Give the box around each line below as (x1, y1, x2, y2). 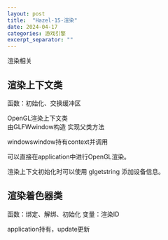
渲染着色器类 (7, 190, 63, 202)
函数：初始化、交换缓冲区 (7, 99, 81, 107)
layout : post (7, 10, 45, 18)
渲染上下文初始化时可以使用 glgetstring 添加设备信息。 (7, 167, 164, 175)
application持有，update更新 (7, 225, 90, 233)
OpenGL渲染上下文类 (7, 114, 69, 122)
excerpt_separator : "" (7, 36, 73, 44)
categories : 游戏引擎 (7, 29, 66, 37)
